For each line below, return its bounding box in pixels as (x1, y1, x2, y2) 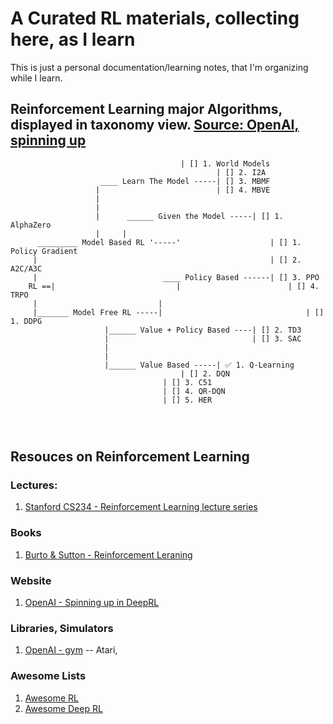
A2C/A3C (10, 263, 43, 274)
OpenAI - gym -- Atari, (24, 644, 118, 656)
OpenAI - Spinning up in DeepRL (24, 597, 160, 609)
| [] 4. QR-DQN (162, 386, 226, 396)
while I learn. (10, 72, 63, 84)
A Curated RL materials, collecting (10, 7, 300, 30)
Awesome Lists (10, 669, 87, 683)
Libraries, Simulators (10, 621, 114, 635)
